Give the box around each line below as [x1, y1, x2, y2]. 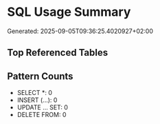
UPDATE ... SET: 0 [16, 103, 69, 112]
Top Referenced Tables [7, 47, 108, 59]
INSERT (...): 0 [16, 96, 58, 104]
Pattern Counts [7, 70, 73, 82]
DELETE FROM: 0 [16, 111, 67, 119]
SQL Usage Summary [7, 4, 131, 20]
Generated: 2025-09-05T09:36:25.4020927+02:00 [7, 27, 153, 35]
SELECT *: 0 [16, 89, 53, 97]
